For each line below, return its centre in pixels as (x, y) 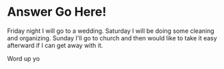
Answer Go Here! (57, 12)
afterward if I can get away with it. (55, 45)
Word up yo (23, 58)
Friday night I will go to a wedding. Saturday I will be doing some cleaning (111, 31)
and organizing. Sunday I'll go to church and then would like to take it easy (112, 38)
